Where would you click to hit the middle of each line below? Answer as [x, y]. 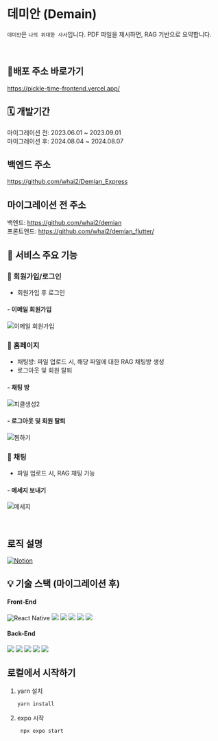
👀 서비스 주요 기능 [42, 255]
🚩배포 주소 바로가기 [46, 72]
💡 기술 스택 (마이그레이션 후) [63, 584]
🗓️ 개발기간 [28, 111]
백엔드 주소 [29, 164]
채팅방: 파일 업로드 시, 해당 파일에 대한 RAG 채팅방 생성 [90, 362]
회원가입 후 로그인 [41, 292]
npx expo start [42, 731]
